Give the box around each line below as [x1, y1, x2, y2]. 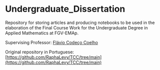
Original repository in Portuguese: [5, 49, 74, 55]
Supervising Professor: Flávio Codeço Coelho [5, 39, 98, 45]
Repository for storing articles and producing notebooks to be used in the [5, 20, 155, 25]
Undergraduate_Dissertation [5, 3, 125, 15]
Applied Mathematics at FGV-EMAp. [5, 30, 79, 36]
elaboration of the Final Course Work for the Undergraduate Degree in [5, 24, 148, 30]
